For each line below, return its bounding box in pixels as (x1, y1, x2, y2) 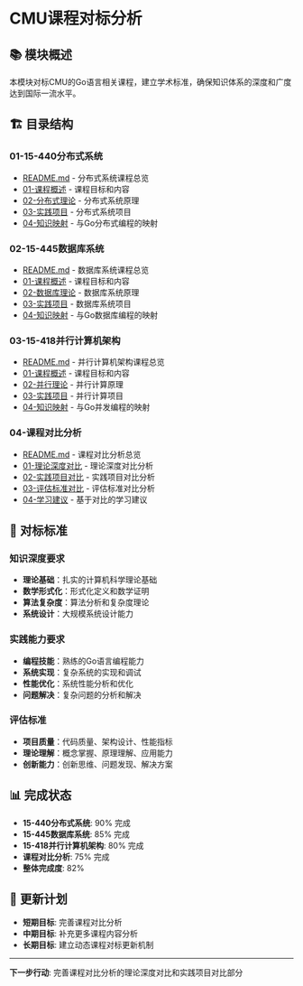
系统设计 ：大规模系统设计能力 (22, 609, 133, 619)
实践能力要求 (9, 633, 66, 646)
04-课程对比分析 (9, 426, 82, 439)
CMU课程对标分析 (9, 8, 142, 29)
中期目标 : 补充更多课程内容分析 (22, 928, 138, 939)
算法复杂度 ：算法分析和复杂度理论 (22, 597, 150, 608)
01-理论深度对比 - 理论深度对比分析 (22, 460, 154, 470)
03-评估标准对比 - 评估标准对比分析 (22, 482, 156, 493)
